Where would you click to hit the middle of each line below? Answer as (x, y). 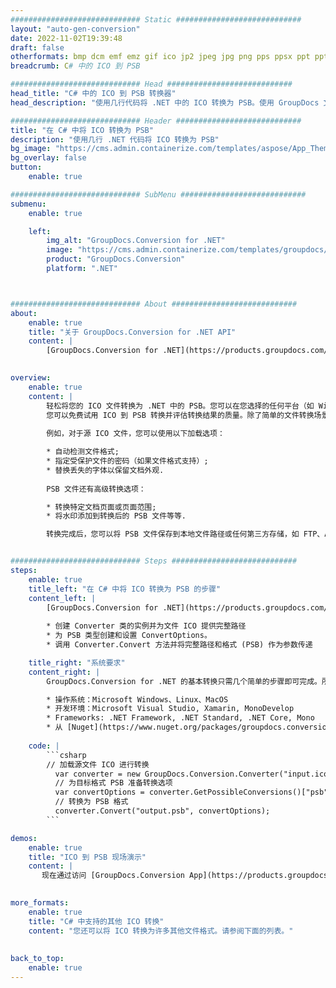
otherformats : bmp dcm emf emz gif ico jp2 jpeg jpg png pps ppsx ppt (160, 57)
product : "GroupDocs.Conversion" (116, 259)
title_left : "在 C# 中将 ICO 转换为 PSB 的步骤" (125, 589)
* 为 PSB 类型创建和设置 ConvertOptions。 (129, 636)
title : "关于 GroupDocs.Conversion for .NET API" (132, 332)
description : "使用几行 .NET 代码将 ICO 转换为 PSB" (115, 139)
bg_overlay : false (48, 158)
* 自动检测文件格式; (83, 452)
